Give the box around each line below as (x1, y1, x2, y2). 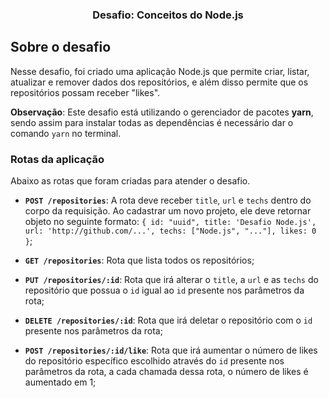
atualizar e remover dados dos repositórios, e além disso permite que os (10, 76, 309, 88)
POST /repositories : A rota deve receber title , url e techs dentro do (24, 194, 312, 207)
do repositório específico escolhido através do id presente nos (24, 355, 285, 367)
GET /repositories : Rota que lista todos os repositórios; (24, 254, 255, 267)
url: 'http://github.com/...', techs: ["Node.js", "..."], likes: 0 (24, 226, 317, 237)
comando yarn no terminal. (10, 127, 122, 139)
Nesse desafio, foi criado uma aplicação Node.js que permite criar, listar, (10, 65, 310, 77)
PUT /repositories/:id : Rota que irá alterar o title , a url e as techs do (24, 274, 319, 286)
